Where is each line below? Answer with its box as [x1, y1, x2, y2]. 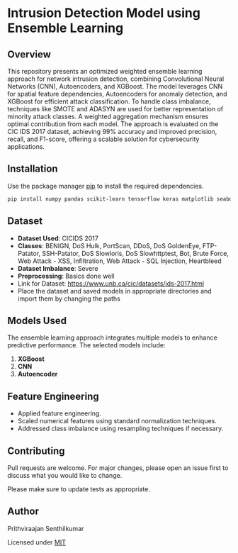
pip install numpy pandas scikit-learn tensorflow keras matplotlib [7, 195, 214, 203]
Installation [7, 163, 58, 175]
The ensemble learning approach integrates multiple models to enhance [7, 333, 217, 342]
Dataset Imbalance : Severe [17, 264, 98, 272]
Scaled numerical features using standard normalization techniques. [17, 417, 217, 425]
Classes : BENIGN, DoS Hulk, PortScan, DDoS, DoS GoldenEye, [17, 241, 201, 250]
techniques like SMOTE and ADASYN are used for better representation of [7, 105, 224, 113]
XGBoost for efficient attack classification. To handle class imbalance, [7, 97, 211, 106]
